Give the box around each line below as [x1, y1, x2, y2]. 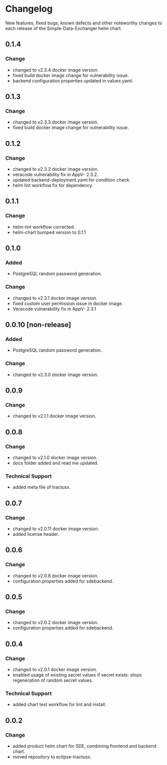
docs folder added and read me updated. [12, 460, 99, 466]
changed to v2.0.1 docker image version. [12, 666, 97, 672]
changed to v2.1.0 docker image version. [12, 454, 98, 461]
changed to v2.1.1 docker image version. [12, 413, 96, 419]
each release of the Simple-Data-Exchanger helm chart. [5, 25, 122, 31]
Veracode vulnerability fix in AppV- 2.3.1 [12, 305, 96, 312]
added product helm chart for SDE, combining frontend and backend [12, 743, 156, 749]
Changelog [5, 3, 53, 15]
